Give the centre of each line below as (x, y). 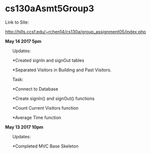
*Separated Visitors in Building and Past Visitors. (62, 70)
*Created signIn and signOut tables (48, 60)
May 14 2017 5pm (23, 41)
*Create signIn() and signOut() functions (53, 98)
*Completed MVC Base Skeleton (45, 146)
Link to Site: (17, 22)
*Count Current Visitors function (45, 108)
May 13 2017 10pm (24, 127)
